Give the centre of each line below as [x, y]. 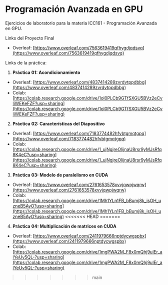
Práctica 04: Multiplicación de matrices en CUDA [64, 226]
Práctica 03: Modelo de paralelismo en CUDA [60, 175]
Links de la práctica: [26, 62]
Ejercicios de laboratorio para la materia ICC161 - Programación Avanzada [81, 23]
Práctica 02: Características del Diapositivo [58, 123]
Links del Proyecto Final [30, 38]
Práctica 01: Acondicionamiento [46, 72]
